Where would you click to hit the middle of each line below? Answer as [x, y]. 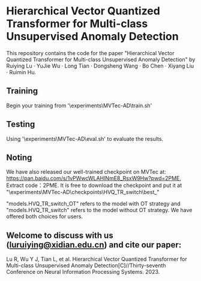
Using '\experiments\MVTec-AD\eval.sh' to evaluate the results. [85, 138]
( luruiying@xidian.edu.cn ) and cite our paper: [94, 245]
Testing [21, 124]
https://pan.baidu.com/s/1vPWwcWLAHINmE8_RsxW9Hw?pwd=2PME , [94, 179]
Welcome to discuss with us [60, 235]
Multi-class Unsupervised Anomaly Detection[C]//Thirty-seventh [86, 265]
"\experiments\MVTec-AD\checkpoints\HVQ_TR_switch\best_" [83, 192]
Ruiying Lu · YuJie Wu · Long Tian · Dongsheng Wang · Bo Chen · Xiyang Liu [100, 66]
